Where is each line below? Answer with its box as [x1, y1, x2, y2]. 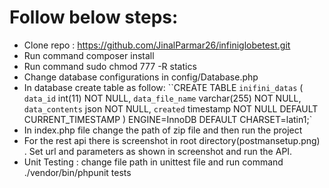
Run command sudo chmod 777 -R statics [23, 60, 197, 72]
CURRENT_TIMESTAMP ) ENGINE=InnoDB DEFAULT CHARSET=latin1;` [23, 113, 313, 125]
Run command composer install [23, 49, 155, 61]
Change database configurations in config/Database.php [23, 71, 259, 83]
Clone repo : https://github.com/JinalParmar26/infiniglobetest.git [23, 39, 291, 51]
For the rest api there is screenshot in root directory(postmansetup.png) [23, 134, 321, 146]
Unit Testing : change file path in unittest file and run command [23, 156, 284, 168]
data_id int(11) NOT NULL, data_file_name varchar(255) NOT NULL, [23, 92, 302, 104]
